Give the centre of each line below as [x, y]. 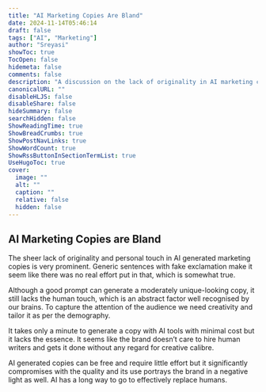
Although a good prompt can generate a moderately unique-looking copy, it [131, 291]
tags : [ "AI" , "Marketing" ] [53, 38]
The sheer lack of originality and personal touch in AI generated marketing [129, 258]
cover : [19, 170]
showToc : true [32, 52]
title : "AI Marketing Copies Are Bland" [76, 15]
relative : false [42, 200]
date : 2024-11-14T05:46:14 [53, 23]
